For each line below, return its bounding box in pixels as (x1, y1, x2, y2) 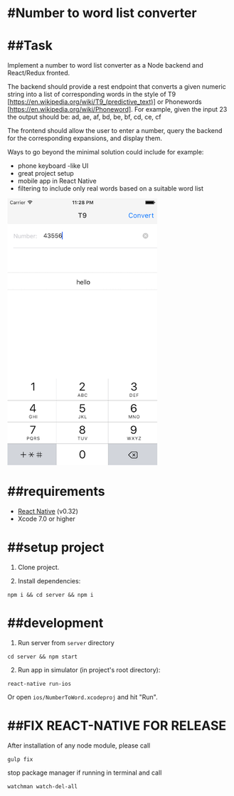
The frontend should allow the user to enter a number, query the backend (7, 127, 223, 135)
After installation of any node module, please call (7, 741, 151, 750)
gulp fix (7, 755, 33, 763)
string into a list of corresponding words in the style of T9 (7, 90, 176, 99)
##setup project (7, 539, 105, 556)
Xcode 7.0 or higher (17, 514, 76, 524)
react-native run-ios (7, 680, 72, 687)
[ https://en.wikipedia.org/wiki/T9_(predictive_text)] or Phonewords (7, 97, 203, 106)
